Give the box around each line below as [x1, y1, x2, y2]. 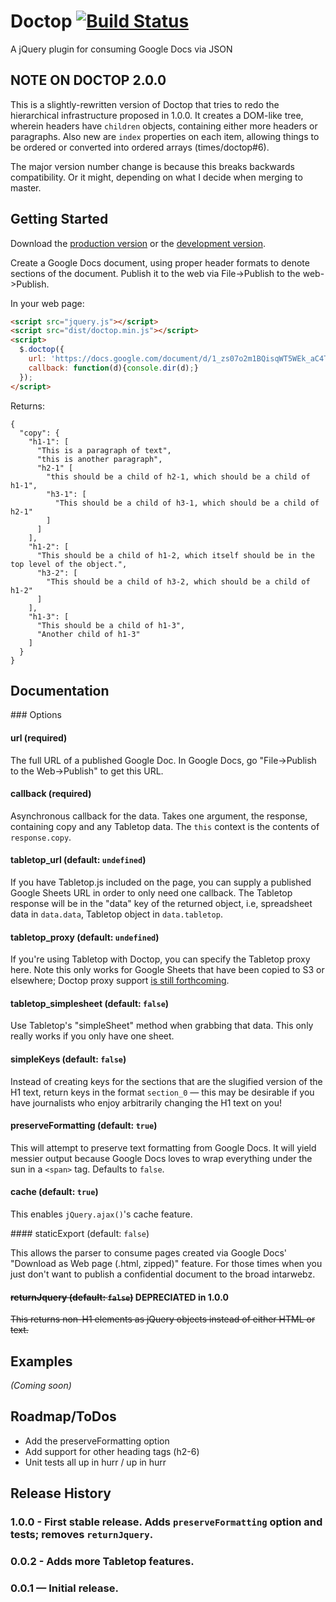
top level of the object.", [10, 559, 128, 569]
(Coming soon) [10, 1380, 72, 1392]
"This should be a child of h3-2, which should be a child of [46, 576, 311, 587]
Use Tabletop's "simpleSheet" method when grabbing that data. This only [10, 1020, 314, 1032]
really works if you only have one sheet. [10, 1030, 175, 1042]
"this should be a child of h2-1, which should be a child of [46, 471, 311, 482]
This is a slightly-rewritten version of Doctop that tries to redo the [10, 98, 280, 110]
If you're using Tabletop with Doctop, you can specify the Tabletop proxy [10, 953, 311, 965]
